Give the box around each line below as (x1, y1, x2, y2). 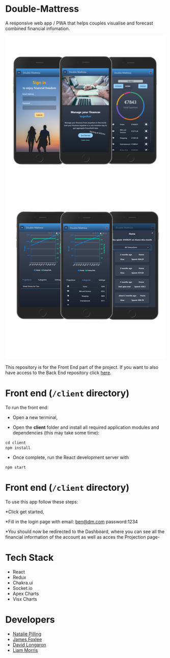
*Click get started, (5, 509, 44, 515)
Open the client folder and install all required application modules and (12, 424, 159, 430)
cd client (5, 440, 26, 445)
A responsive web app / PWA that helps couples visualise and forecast (5, 20, 154, 26)
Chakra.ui (12, 579, 33, 586)
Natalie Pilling (12, 630, 42, 637)
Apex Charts (12, 590, 39, 597)
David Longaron (12, 642, 47, 648)
